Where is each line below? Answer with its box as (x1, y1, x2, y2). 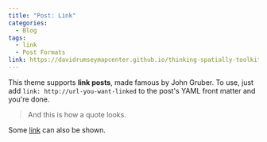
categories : (8, 19, 48, 27)
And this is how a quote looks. (27, 109, 127, 119)
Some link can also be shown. (8, 125, 106, 135)
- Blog (15, 26, 37, 34)
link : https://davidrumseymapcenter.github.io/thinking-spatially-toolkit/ (8, 56, 265, 64)
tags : (8, 33, 26, 42)
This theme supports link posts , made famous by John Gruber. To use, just (8, 77, 254, 87)
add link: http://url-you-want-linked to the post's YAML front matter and (8, 86, 256, 95)
